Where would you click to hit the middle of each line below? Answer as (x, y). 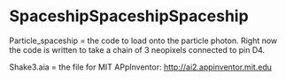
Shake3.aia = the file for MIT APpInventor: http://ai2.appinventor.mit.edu (141, 67)
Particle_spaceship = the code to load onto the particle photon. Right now (143, 40)
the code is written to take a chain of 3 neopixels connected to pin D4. (137, 49)
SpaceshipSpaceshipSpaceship (129, 16)
